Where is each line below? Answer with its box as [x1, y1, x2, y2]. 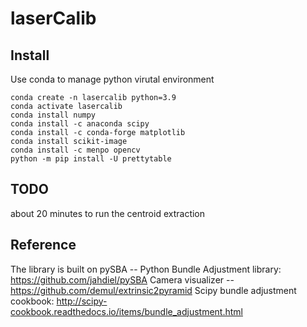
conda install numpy [10, 110, 97, 120]
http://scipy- [56, 295, 108, 307]
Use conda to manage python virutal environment [10, 73, 215, 85]
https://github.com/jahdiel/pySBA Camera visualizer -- [10, 273, 235, 286]
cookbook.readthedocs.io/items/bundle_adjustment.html [10, 305, 243, 317]
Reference [10, 237, 77, 254]
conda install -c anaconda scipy [10, 119, 150, 129]
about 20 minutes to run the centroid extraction [10, 207, 206, 219]
